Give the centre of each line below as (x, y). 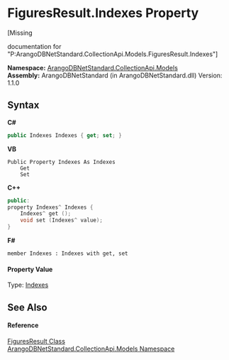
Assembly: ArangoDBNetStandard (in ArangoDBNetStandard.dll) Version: (115, 75)
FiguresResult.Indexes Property (103, 13)
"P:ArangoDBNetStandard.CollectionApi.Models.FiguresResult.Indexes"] (113, 54)
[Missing (20, 33)
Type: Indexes (28, 285)
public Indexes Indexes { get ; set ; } (65, 135)
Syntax (23, 105)
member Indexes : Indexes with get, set (68, 253)
